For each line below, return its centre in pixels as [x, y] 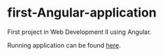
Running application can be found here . [64, 45]
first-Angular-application [82, 13]
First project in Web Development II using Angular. [79, 32]
